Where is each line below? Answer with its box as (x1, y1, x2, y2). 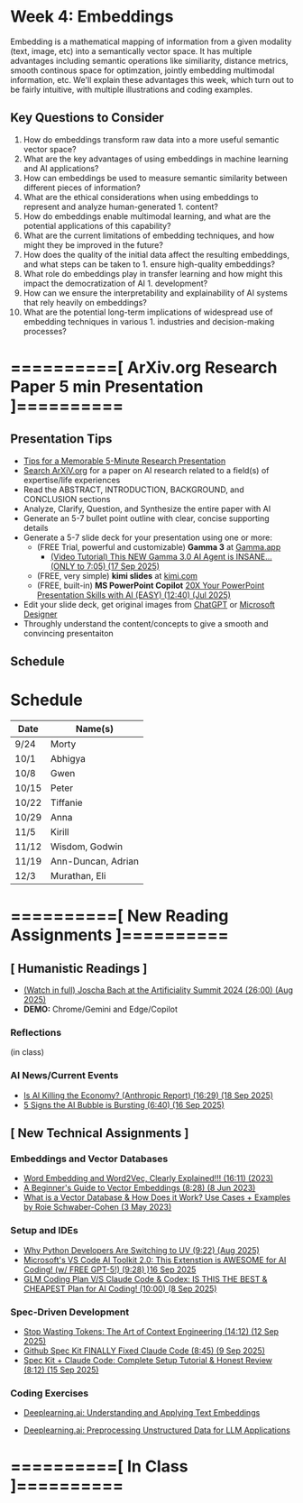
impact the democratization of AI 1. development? (23, 278, 208, 289)
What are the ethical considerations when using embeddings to (23, 191, 259, 202)
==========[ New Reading (10, 906, 229, 926)
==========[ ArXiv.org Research (10, 357, 278, 378)
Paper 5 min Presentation (10, 376, 204, 397)
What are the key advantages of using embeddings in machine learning (23, 153, 289, 164)
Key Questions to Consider (10, 110, 165, 125)
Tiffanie (50, 796, 84, 809)
